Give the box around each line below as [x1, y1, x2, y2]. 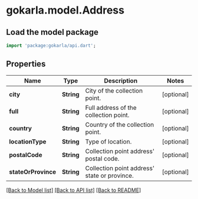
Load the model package [6, 27, 99, 37]
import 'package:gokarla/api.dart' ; [6, 43, 96, 48]
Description [104, 76, 138, 84]
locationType [9, 137, 47, 145]
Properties [6, 59, 46, 69]
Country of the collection [85, 120, 154, 129]
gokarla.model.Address [6, 4, 125, 17]
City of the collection [85, 86, 143, 94]
